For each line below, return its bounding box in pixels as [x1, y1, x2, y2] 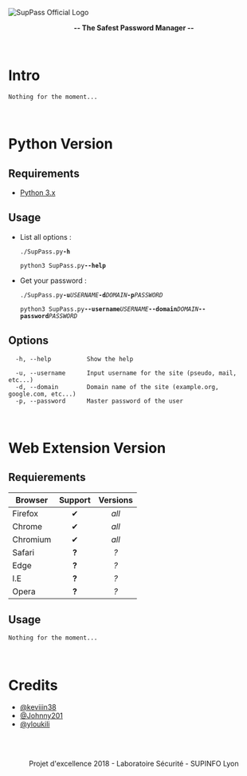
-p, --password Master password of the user [15, 396, 183, 405]
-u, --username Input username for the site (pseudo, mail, [15, 368, 237, 377]
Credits [8, 676, 58, 694]
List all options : [19, 232, 72, 241]
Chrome [12, 520, 42, 531]
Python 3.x [19, 188, 56, 197]
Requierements [8, 471, 86, 484]
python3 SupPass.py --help [19, 261, 106, 269]
